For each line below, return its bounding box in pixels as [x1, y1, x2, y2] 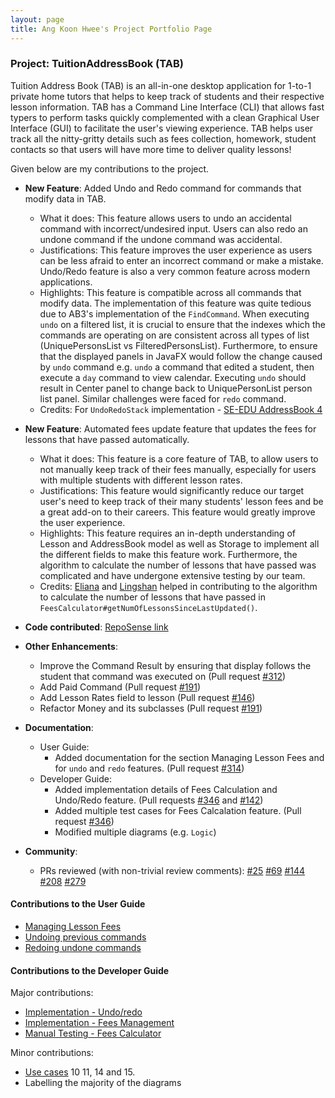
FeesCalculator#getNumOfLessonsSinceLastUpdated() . [39, 601, 258, 613]
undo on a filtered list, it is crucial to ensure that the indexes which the [39, 318, 326, 330]
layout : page [10, 14, 65, 25]
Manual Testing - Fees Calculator [24, 1027, 162, 1040]
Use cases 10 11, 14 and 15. [24, 1066, 136, 1078]
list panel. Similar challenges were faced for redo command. [39, 392, 287, 405]
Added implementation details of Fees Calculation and [54, 783, 278, 795]
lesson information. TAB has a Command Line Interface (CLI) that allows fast [10, 101, 325, 113]
